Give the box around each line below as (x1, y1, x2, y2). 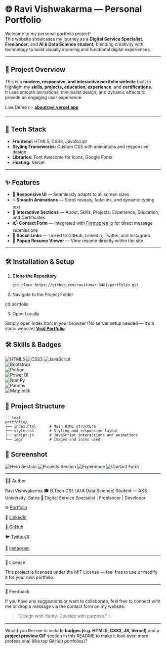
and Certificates (12, 214, 45, 221)
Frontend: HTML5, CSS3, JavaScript (12, 138, 87, 144)
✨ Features (5, 178, 40, 187)
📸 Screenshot (5, 450, 48, 459)
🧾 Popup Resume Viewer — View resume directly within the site (12, 238, 143, 244)
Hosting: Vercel (12, 159, 45, 165)
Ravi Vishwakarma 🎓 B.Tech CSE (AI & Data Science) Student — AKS (5, 488, 147, 494)
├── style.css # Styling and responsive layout (5, 428, 119, 433)
